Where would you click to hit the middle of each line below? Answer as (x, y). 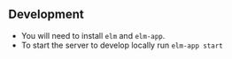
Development (46, 15)
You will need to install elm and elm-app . (93, 35)
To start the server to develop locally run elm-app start (122, 45)
